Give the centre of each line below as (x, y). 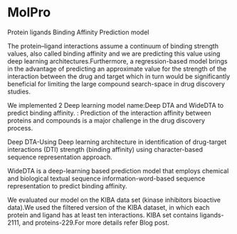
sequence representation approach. (60, 157)
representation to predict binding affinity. (67, 185)
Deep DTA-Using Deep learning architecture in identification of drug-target (117, 142)
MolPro (29, 12)
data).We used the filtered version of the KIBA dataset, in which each (109, 207)
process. (20, 128)
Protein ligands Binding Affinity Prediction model (78, 32)
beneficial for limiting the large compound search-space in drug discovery (116, 83)
